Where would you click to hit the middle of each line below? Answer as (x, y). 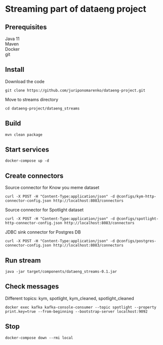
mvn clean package (24, 135)
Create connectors (34, 176)
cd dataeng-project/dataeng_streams (42, 108)
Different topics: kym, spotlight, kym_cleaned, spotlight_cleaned (70, 298)
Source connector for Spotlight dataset (45, 210)
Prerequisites (26, 27)
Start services (27, 150)
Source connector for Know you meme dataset (52, 188)
